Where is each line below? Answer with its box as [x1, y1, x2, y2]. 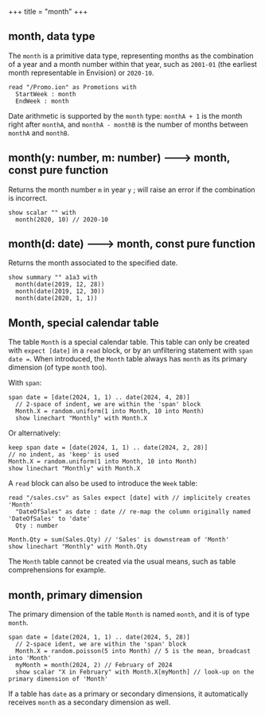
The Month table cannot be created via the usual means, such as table [8, 557, 236, 566]
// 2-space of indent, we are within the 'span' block [15, 400, 201, 408]
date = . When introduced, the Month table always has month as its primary [8, 354, 247, 364]
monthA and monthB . [8, 127, 70, 138]
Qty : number [15, 522, 59, 530]
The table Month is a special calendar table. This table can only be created [8, 338, 250, 347]
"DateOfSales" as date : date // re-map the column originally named [15, 508, 251, 516]
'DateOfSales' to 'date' [8, 515, 91, 523]
